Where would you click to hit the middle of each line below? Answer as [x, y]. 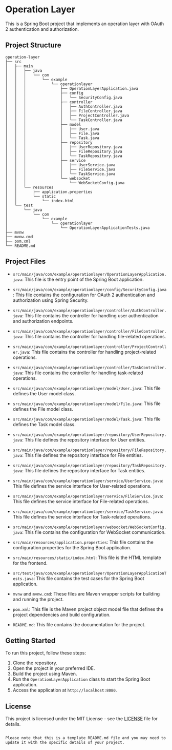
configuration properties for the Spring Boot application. [72, 547]
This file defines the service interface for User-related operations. [82, 486]
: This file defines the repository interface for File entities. [83, 455]
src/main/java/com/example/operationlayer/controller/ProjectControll [90, 347]
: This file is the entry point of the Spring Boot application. [83, 279]
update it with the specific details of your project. [65, 743]
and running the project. [38, 599]
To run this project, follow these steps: [46, 653]
